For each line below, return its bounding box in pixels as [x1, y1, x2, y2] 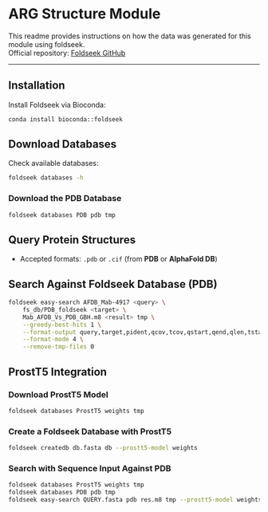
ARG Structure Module [8, 5, 161, 23]
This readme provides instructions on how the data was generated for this [8, 31, 251, 41]
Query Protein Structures [8, 233, 136, 246]
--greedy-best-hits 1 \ [22, 321, 102, 329]
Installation [8, 79, 65, 93]
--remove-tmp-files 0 [22, 343, 94, 351]
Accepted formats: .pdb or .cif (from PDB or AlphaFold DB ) [19, 254, 218, 264]
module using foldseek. [8, 39, 85, 49]
